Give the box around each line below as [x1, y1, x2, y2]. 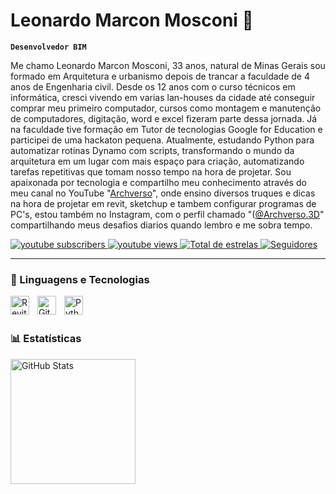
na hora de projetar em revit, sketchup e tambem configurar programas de [10, 197, 317, 209]
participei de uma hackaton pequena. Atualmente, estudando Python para [10, 134, 315, 146]
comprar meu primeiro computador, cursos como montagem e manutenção [10, 102, 322, 114]
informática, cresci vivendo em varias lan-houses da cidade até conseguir [10, 91, 316, 103]
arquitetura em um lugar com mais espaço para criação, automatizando [10, 155, 305, 167]
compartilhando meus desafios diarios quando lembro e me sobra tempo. [10, 219, 313, 231]
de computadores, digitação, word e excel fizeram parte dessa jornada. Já [10, 112, 318, 124]
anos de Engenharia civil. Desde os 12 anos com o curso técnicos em [10, 80, 296, 93]
